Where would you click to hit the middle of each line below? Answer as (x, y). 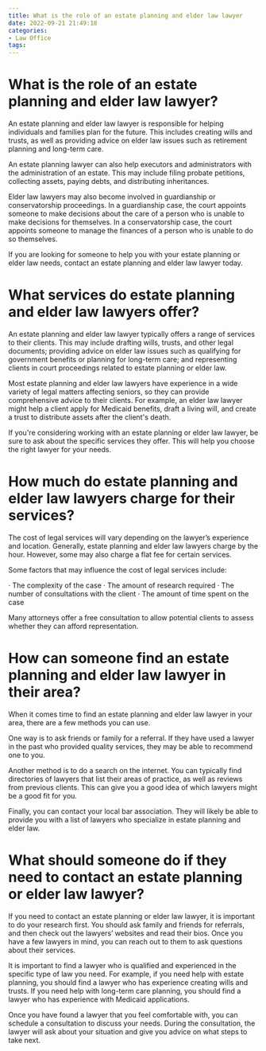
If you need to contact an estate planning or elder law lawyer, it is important (132, 916)
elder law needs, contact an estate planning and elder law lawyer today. (126, 263)
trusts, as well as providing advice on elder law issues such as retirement (128, 141)
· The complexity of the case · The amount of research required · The (121, 585)
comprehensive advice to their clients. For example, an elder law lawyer (125, 400)
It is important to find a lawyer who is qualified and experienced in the (122, 965)
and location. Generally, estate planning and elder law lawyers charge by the (133, 545)
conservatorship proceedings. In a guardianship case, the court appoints (127, 205)
